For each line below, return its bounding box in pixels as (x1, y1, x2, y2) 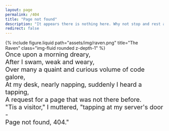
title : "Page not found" (5, 17, 57, 22)
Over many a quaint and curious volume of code (5, 66, 145, 74)
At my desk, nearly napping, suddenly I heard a (5, 81, 142, 89)
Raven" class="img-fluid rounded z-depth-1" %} (5, 45, 106, 51)
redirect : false (5, 26, 39, 31)
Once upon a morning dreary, (5, 51, 91, 59)
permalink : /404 (5, 12, 39, 17)
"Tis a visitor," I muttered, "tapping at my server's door (5, 103, 163, 111)
